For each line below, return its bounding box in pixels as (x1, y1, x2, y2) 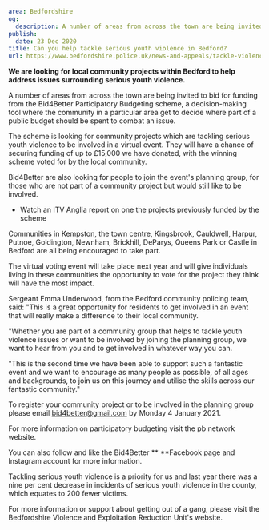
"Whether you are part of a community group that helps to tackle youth (8, 326, 243, 336)
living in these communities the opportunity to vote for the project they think (8, 270, 259, 280)
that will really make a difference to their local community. (8, 311, 199, 321)
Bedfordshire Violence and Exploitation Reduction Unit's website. (8, 512, 223, 523)
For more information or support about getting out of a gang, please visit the (8, 504, 260, 514)
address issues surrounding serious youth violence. (8, 75, 186, 85)
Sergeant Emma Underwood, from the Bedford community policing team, (8, 294, 250, 304)
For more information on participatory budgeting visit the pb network (8, 424, 235, 433)
